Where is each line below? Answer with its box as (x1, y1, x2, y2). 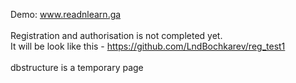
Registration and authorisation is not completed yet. (10, 30, 223, 41)
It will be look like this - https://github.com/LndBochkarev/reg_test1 (10, 40, 286, 52)
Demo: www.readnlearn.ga (10, 9, 122, 20)
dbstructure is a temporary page (10, 62, 144, 73)
